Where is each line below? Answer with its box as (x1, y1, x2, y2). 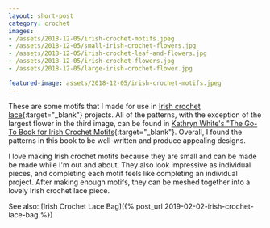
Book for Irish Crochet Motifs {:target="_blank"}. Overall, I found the (19, 127, 243, 137)
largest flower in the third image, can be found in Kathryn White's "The (8, 118, 243, 128)
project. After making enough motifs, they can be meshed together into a (8, 177, 251, 187)
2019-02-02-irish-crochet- (164, 201, 254, 211)
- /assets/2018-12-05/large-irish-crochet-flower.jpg (8, 65, 193, 73)
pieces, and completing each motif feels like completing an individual (8, 168, 238, 178)
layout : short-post (8, 11, 74, 20)
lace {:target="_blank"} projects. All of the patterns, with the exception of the (8, 110, 262, 120)
